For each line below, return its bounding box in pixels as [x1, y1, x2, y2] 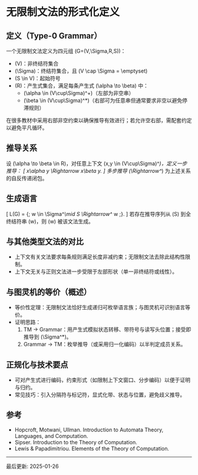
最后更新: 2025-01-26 [6, 463, 59, 470]
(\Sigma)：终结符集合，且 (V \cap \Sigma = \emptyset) [14, 67, 148, 74]
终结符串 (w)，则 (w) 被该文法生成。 [6, 218, 94, 225]
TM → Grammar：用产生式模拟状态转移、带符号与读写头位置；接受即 [23, 326, 192, 333]
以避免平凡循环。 [6, 125, 48, 131]
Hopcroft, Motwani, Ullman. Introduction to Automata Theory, [14, 426, 164, 433]
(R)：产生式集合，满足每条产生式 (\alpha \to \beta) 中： [14, 82, 148, 89]
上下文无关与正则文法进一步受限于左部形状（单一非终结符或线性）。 [14, 268, 178, 275]
